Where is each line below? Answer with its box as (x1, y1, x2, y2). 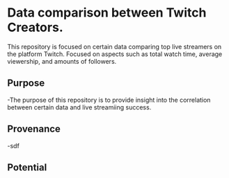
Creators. (7, 19, 64, 35)
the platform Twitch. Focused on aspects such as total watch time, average (7, 50, 223, 58)
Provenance (7, 123, 61, 135)
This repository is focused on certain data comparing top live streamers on (7, 42, 222, 51)
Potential (7, 161, 47, 173)
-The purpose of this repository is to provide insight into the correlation (7, 96, 211, 104)
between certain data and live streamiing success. (7, 103, 152, 112)
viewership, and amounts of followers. (7, 57, 117, 65)
